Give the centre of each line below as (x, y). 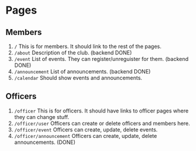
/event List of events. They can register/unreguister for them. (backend (101, 59)
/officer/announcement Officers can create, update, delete (86, 136)
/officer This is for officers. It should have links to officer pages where (101, 111)
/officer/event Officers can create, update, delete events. (86, 129)
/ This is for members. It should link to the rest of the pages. (88, 46)
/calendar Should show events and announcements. (78, 78)
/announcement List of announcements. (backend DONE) (82, 71)
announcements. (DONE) (45, 142)
